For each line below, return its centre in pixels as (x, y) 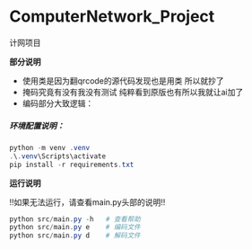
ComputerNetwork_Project (112, 17)
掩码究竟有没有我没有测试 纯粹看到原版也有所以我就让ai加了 (133, 92)
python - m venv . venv (50, 147)
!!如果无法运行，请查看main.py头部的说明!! (87, 202)
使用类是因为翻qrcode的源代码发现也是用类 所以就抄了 (123, 80)
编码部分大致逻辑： (58, 103)
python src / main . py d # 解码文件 (75, 236)
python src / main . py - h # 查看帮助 (75, 219)
